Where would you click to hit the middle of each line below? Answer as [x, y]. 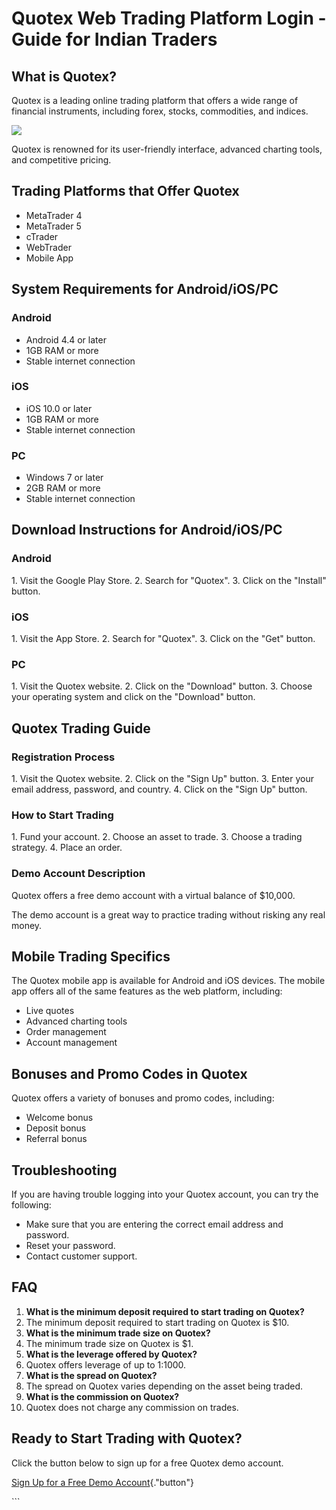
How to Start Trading [62, 815]
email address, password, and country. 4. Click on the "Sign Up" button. [159, 789]
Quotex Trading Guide [81, 728]
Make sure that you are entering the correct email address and [154, 1224]
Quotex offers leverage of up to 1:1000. [106, 1364]
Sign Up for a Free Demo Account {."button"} [102, 1482]
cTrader [42, 236]
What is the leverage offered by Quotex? [111, 1354]
